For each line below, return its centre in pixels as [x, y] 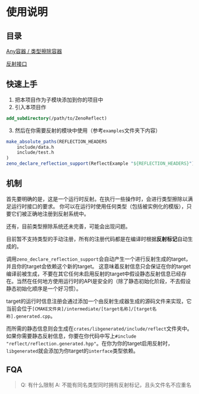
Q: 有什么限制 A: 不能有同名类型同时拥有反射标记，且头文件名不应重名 [106, 385]
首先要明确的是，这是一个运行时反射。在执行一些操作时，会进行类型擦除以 [97, 198]
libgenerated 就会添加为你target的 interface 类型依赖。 [73, 351]
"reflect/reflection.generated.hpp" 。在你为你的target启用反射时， [90, 343]
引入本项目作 [30, 107]
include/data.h [36, 147]
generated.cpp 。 [36, 316]
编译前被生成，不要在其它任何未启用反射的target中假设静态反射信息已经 [94, 274]
